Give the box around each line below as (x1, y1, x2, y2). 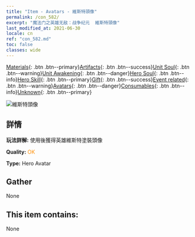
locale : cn (6, 31, 33, 37)
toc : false (6, 42, 33, 48)
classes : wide (6, 47, 41, 53)
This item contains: (6, 209, 79, 219)
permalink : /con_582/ (6, 14, 60, 20)
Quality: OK (6, 148, 35, 155)
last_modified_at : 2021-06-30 (6, 25, 81, 31)
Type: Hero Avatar (6, 160, 51, 167)
